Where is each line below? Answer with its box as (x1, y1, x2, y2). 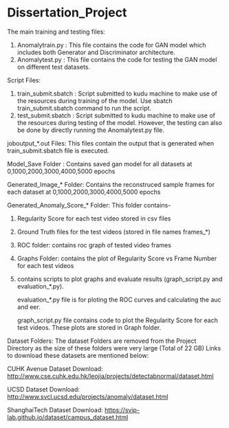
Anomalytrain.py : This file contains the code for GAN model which (17, 41, 206, 49)
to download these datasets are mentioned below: (7, 351, 149, 359)
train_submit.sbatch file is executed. (7, 146, 109, 155)
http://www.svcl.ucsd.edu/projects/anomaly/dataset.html (7, 392, 168, 401)
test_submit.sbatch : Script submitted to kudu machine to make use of (17, 111, 215, 120)
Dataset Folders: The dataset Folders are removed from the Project (7, 337, 197, 345)
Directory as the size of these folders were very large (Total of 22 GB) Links (7, 343, 221, 352)
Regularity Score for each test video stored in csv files (17, 214, 171, 223)
